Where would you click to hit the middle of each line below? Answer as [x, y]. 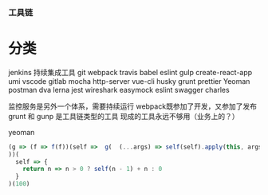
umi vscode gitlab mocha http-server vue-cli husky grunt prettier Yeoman [129, 81]
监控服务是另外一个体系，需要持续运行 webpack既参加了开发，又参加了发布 [133, 106]
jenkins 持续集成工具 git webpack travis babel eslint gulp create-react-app [130, 72]
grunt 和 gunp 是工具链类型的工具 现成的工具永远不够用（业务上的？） [124, 116]
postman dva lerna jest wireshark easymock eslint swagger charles [119, 90]
